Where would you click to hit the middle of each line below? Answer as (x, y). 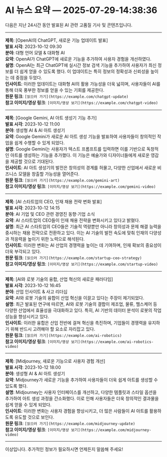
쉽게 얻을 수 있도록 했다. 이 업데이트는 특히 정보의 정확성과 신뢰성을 (84, 71)
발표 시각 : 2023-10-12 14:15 (33, 208)
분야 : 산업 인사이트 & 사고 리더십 (37, 292)
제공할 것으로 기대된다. (32, 161)
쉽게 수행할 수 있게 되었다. (40, 143)
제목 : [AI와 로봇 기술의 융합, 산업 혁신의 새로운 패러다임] (59, 279)
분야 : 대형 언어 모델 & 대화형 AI (35, 52)
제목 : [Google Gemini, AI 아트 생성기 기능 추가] (51, 118)
